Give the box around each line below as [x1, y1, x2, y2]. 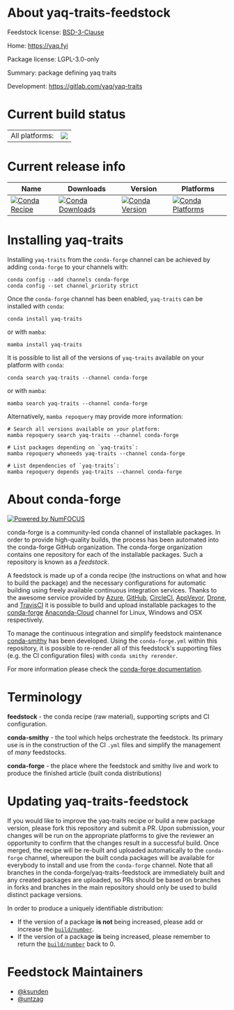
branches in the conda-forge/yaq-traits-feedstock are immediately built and [7, 868, 225, 876]
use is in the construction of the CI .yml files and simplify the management [7, 740, 221, 749]
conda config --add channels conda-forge [7, 276, 130, 283]
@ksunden [17, 987, 49, 995]
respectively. [7, 615, 44, 624]
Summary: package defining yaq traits [7, 68, 117, 77]
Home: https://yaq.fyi [7, 41, 68, 49]
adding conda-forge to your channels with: [7, 263, 129, 271]
